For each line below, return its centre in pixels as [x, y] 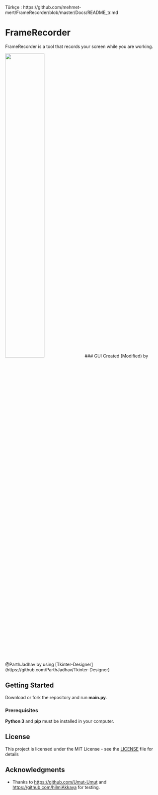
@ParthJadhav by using [30, 664]
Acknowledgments [35, 770]
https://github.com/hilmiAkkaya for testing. [56, 787]
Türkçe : [14, 7]
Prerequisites [22, 710]
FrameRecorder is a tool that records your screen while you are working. [79, 46]
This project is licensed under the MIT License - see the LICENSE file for [79, 749]
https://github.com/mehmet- [52, 7]
